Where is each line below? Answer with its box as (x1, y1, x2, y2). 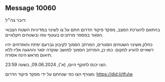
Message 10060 (5, 4, 56, 12)
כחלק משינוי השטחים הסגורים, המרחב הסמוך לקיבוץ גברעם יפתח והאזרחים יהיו (5, 41, 153, 47)
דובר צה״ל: (5, 17, 26, 23)
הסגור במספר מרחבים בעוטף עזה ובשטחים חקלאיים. (5, 32, 103, 38)
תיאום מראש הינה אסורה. (5, 52, 53, 58)
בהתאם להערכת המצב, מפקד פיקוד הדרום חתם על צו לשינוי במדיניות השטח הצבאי (5, 27, 161, 33)
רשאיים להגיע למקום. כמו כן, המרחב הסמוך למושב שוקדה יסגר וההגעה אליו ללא (5, 46, 154, 52)
